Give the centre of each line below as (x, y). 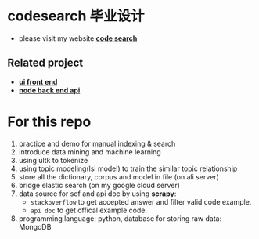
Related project (45, 63)
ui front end (38, 81)
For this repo (49, 121)
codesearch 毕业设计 (76, 16)
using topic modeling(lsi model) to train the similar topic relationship (128, 168)
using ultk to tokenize (53, 160)
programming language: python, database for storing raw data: (120, 218)
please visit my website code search (78, 38)
